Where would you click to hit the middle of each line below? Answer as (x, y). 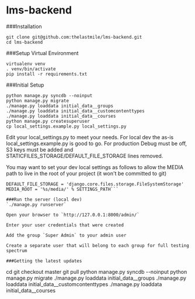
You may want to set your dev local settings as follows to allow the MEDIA (95, 167)
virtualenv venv (26, 64)
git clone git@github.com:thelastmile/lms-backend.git (74, 37)
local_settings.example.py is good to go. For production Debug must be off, (97, 143)
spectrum (17, 250)
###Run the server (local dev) (44, 200)
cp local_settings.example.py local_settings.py (66, 126)
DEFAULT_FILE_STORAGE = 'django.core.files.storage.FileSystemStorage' (95, 184)
